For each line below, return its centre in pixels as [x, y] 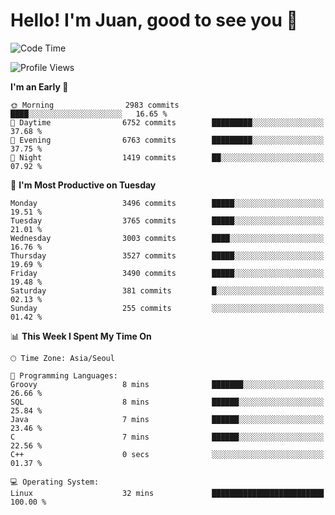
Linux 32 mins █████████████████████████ [167, 493]
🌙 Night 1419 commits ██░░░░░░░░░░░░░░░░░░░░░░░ [167, 157]
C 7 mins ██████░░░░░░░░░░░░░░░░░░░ [167, 437]
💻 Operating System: [55, 482]
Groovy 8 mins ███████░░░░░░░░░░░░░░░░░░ [167, 384]
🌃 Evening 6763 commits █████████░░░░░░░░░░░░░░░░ [167, 140]
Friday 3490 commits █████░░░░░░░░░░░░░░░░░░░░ [167, 273]
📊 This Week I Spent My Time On [81, 336]
